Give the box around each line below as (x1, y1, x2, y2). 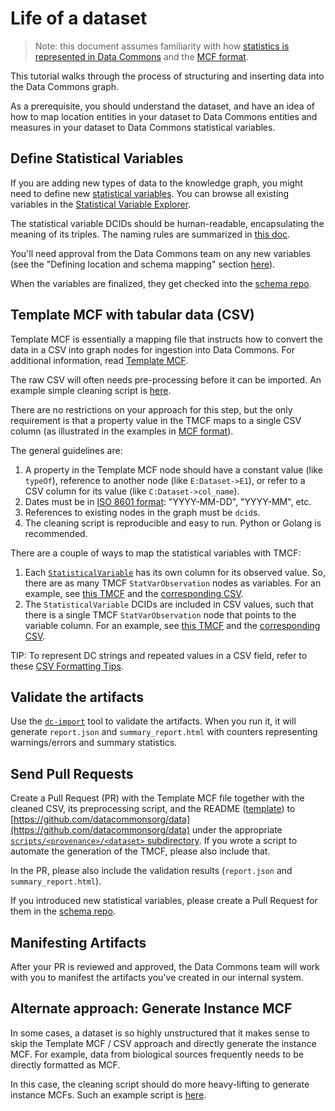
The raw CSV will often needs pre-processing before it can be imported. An (10, 373, 322, 386)
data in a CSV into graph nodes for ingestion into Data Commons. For (10, 343, 295, 356)
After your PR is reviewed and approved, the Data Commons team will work (10, 961, 320, 972)
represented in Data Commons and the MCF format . (34, 50, 249, 62)
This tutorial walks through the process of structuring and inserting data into (10, 70, 325, 82)
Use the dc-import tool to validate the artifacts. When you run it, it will (10, 715, 297, 727)
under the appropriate (192, 824, 283, 836)
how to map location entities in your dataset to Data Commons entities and (10, 110, 318, 122)
